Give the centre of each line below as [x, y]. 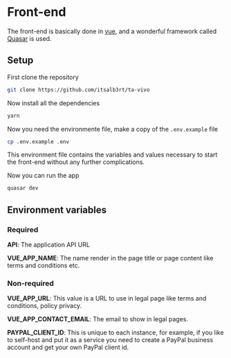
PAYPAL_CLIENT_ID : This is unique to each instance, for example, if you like [115, 332]
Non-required [30, 283]
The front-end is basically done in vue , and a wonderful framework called [112, 31]
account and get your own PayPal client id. [68, 348]
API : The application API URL [48, 244]
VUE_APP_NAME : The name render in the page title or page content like [110, 258]
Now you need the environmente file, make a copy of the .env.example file [113, 129]
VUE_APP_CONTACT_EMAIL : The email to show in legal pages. [98, 319]
